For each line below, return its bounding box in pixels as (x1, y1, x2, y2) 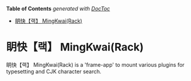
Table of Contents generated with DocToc (6, 5, 110, 12)
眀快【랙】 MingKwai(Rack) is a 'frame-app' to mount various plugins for (6, 61, 185, 68)
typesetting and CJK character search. (6, 68, 101, 75)
